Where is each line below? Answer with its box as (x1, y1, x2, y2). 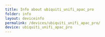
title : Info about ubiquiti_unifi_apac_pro (5, 7, 94, 12)
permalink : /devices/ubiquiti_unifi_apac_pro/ (5, 20, 101, 25)
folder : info (5, 12, 31, 16)
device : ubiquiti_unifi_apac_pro (5, 25, 73, 30)
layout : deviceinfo (5, 16, 45, 21)
